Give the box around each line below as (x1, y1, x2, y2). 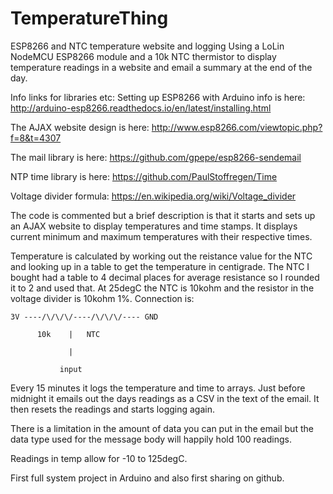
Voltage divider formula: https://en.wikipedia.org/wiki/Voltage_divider (10, 190, 297, 202)
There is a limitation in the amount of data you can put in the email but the (10, 422, 314, 434)
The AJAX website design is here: (10, 121, 150, 133)
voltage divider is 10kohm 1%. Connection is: (10, 292, 195, 304)
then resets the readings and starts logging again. (10, 403, 216, 415)
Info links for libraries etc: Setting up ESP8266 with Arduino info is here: (10, 91, 306, 103)
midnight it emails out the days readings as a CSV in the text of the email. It (10, 392, 320, 404)
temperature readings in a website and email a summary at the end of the (10, 61, 313, 73)
